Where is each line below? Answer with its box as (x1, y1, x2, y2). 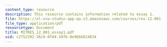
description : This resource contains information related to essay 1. (5, 12, 155, 17)
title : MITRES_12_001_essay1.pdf (5, 30, 75, 35)
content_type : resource (5, 7, 55, 12)
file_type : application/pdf (5, 21, 64, 26)
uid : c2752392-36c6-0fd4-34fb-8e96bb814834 (5, 35, 97, 40)
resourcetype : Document (5, 25, 55, 30)
